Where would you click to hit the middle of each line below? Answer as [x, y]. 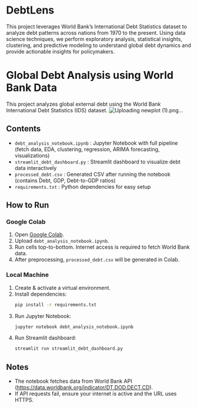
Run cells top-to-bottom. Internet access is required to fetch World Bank [102, 247]
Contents [24, 129]
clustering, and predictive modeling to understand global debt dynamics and [98, 45]
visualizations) [32, 155]
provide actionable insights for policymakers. [61, 51]
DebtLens [30, 10]
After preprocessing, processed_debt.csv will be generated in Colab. [97, 260]
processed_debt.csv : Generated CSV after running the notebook [92, 174]
